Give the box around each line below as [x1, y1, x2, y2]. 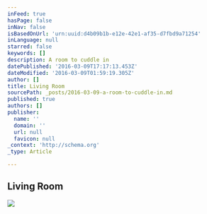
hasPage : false [7, 17, 52, 24]
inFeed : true [7, 10, 46, 18]
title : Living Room [7, 83, 65, 90]
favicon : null [13, 135, 55, 142]
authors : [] [7, 102, 43, 109]
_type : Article [7, 148, 52, 155]
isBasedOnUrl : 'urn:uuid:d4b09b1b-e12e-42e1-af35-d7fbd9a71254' [7, 30, 201, 37]
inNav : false [7, 23, 46, 30]
